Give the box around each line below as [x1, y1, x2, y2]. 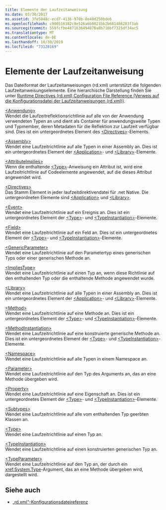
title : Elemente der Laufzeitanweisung [5, 7, 88, 12]
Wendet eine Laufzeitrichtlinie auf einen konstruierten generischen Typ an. [5, 446, 158, 452]
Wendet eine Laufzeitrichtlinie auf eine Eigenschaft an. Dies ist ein [5, 391, 140, 397]
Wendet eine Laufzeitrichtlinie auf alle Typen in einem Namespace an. [5, 356, 148, 362]
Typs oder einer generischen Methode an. [5, 255, 91, 261]
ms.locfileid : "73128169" [5, 44, 58, 49]
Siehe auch [5, 486, 41, 494]
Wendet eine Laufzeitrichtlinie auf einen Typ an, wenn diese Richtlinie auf [5, 270, 155, 276]
